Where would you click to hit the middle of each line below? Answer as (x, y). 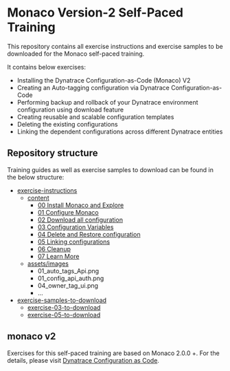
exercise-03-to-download (64, 307)
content (38, 198)
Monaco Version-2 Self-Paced (95, 13)
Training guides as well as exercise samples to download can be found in (111, 169)
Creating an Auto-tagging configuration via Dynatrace (93, 87)
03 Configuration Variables (76, 227)
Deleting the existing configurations (67, 124)
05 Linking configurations (74, 242)
